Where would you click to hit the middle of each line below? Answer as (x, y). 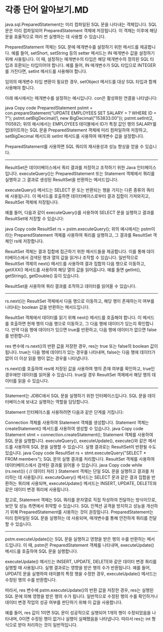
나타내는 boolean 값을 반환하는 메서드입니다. (48, 307)
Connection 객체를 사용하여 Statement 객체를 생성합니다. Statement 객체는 (77, 422)
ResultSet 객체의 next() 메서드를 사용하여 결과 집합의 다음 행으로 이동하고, (75, 263)
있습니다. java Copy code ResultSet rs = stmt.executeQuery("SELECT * (76, 453)
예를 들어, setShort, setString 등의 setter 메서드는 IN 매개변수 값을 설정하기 (83, 53)
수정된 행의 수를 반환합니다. (31, 579)
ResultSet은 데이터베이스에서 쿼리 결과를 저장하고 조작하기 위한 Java (70, 167)
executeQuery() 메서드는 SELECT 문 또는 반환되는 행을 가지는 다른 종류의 (75, 190)
